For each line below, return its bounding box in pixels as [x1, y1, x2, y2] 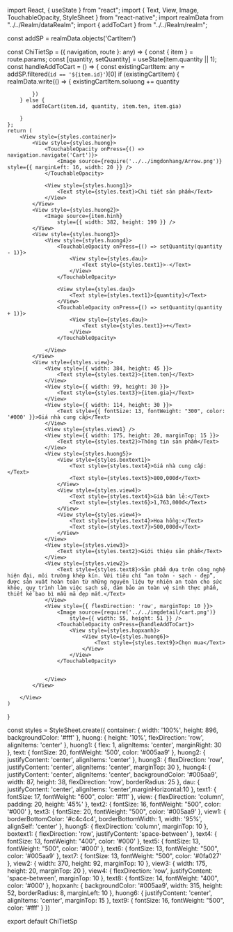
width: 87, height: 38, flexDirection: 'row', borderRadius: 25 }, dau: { [7, 778, 200, 786]
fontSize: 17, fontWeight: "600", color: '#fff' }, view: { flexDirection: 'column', [7, 793, 225, 800]
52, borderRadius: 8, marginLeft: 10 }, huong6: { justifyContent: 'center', [7, 889, 213, 897]
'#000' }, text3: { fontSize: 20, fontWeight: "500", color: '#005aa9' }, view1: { [7, 807, 226, 816]
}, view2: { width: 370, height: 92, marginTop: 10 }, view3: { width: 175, [7, 860, 207, 867]
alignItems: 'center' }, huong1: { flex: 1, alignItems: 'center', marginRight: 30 [7, 741, 222, 749]
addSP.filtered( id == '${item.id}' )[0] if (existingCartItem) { [7, 70, 179, 78]
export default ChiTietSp [7, 917, 78, 925]
